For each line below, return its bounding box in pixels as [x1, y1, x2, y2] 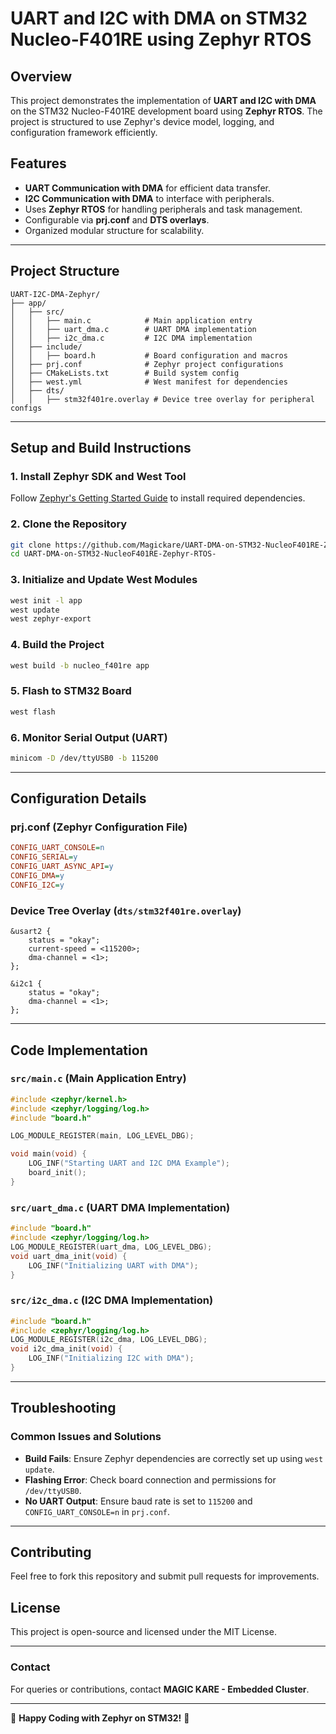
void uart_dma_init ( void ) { [10, 1251, 128, 1261]
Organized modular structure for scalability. [24, 224, 205, 236]
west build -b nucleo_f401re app [10, 660, 150, 671]
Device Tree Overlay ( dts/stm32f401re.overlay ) [10, 903, 242, 917]
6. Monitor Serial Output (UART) [10, 730, 168, 744]
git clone [10, 540, 52, 550]
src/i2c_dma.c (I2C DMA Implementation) [10, 1293, 214, 1307]
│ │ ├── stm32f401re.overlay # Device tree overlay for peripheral [10, 394, 315, 404]
